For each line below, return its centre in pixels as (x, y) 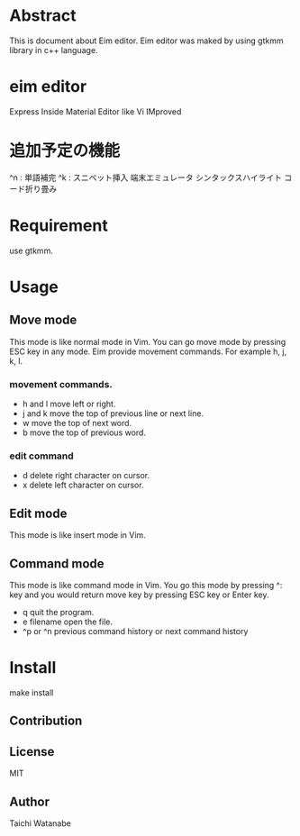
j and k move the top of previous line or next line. (113, 413)
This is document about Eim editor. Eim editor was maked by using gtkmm (146, 41)
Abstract (43, 16)
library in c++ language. (54, 50)
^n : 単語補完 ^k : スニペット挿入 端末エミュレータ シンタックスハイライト (145, 177)
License (32, 752)
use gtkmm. (32, 250)
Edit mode (38, 513)
